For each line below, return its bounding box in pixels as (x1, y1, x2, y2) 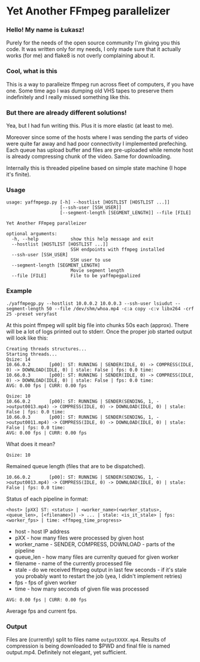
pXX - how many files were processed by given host (14, 534, 144, 541)
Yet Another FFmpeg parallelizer (6, 4, 171, 18)
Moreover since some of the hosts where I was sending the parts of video (6, 134, 189, 141)
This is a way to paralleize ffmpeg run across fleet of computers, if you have (6, 80, 195, 88)
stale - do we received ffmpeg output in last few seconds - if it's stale (14, 566, 187, 573)
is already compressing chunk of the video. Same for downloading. (6, 153, 172, 160)
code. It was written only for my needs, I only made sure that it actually (6, 46, 181, 53)
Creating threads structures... (6, 346, 87, 352)
